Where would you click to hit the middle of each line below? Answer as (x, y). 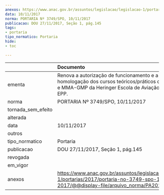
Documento (71, 67)
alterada (17, 117)
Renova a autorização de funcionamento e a (108, 75)
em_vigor (18, 165)
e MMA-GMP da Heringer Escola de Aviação (108, 87)
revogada (18, 157)
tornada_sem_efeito (30, 109)
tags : (10, 28)
